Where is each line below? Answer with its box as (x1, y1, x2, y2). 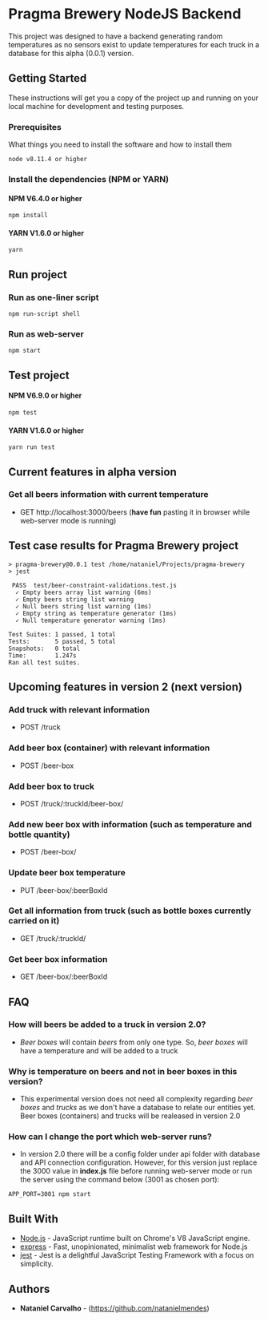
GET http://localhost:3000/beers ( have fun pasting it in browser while (19, 507, 250, 517)
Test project (8, 368, 70, 382)
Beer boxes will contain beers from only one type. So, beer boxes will (19, 1037, 248, 1047)
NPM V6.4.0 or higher (8, 193, 82, 203)
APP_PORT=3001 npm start (8, 1190, 91, 1198)
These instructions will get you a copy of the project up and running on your (8, 93, 258, 103)
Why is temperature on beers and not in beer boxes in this (8, 1065, 238, 1077)
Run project (8, 268, 68, 281)
